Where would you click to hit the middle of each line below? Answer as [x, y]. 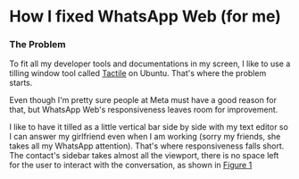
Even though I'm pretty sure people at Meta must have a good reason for [143, 100]
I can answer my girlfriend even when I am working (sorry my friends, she [145, 137]
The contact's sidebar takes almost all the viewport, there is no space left [144, 156]
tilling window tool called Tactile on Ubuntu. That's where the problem [138, 73]
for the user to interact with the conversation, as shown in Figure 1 [131, 165]
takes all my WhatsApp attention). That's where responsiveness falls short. [147, 146]
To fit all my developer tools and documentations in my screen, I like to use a [150, 64]
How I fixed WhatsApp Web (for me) [145, 17]
